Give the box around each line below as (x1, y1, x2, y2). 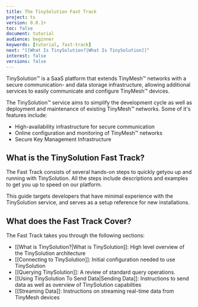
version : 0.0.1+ (6, 20, 46, 26)
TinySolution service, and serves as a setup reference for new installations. (6, 199, 190, 206)
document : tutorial (6, 31, 55, 37)
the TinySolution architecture (14, 250, 86, 257)
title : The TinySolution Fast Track (6, 8, 97, 15)
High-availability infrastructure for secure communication (14, 123, 155, 130)
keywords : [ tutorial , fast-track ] (6, 42, 92, 48)
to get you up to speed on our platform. (6, 181, 103, 188)
